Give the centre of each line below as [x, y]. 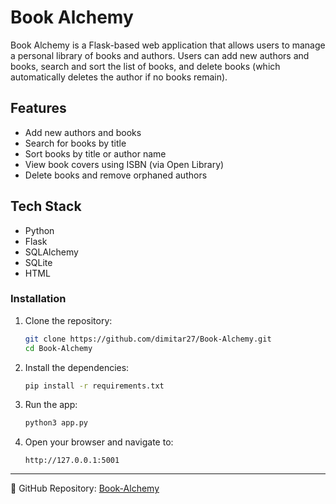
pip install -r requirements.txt [94, 386]
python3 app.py [56, 423]
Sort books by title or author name [95, 153]
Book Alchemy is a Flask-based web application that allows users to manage [168, 45]
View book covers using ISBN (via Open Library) [124, 164]
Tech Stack [46, 206]
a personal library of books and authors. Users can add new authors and [160, 55]
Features [38, 108]
